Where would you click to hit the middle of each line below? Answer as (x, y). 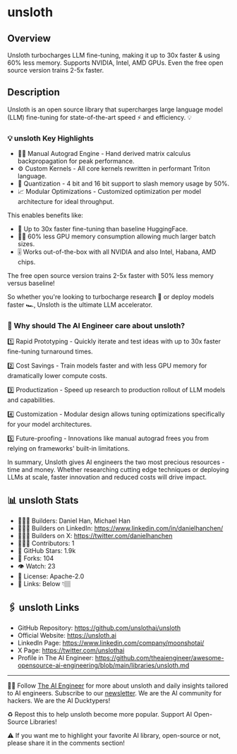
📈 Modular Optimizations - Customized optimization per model (109, 192)
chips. (26, 262)
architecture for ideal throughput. (66, 202)
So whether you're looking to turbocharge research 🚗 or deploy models (111, 297)
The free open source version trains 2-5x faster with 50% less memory (110, 276)
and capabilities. (31, 400)
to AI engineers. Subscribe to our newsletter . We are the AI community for (115, 693)
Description (34, 92)
